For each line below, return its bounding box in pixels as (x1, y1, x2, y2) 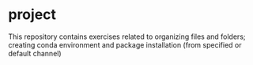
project (8, 6, 57, 24)
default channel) (8, 48, 62, 58)
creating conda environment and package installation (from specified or (8, 40, 242, 49)
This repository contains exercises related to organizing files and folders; (8, 32, 246, 41)
